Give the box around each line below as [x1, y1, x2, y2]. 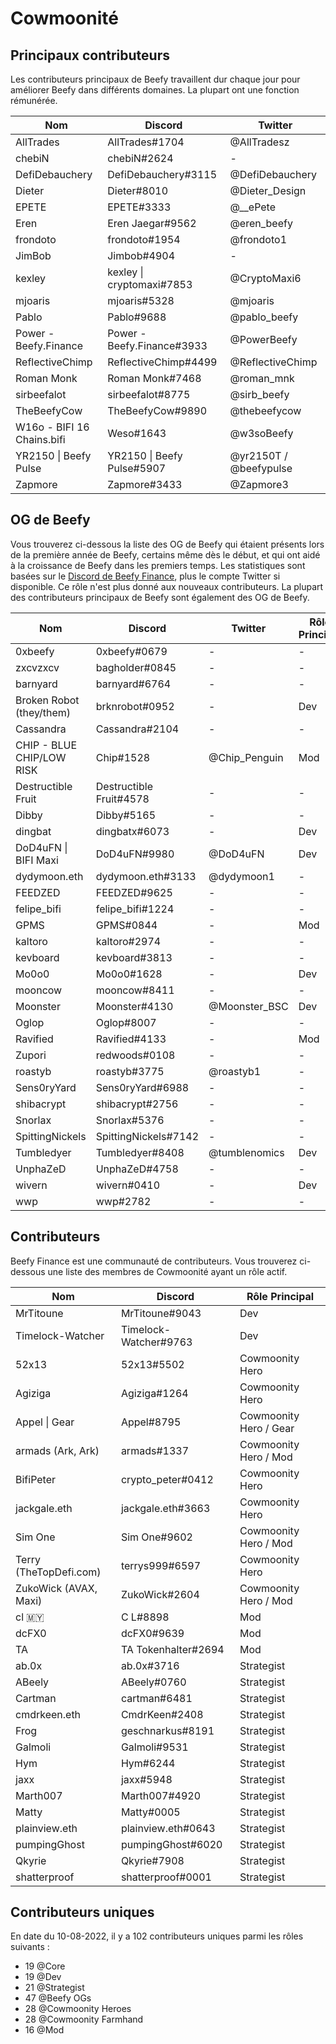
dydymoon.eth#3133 [95, 869, 197, 883]
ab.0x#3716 [120, 1658, 180, 1672]
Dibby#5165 [95, 808, 157, 822]
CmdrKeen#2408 [120, 1707, 204, 1721]
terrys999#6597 [120, 1558, 202, 1572]
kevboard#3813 [95, 950, 173, 964]
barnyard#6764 [95, 677, 172, 691]
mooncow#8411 [95, 983, 175, 997]
